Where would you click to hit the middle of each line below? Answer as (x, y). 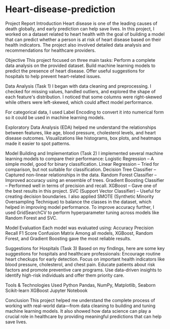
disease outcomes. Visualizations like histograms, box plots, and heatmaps (83, 138)
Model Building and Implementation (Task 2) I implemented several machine (84, 153)
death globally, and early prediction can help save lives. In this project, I (80, 28)
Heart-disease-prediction (60, 9)
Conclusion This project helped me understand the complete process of (80, 300)
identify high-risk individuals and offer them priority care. (65, 275)
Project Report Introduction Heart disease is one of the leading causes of (81, 23)
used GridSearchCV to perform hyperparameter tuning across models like (82, 212)
